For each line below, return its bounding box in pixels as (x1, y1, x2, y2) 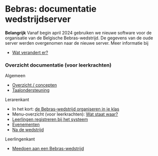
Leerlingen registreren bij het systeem (12, 117, 88, 122)
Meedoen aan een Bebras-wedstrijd (12, 146, 84, 152)
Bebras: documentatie (5, 3, 97, 15)
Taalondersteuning (12, 87, 50, 93)
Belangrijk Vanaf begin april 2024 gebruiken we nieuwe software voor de (5, 30, 152, 35)
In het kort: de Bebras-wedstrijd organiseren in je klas (12, 106, 120, 112)
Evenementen (12, 121, 40, 127)
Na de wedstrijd (12, 127, 44, 133)
